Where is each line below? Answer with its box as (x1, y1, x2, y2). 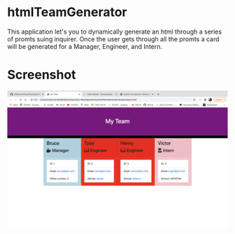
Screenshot (7, 67, 76, 83)
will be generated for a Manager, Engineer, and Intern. (7, 42, 163, 50)
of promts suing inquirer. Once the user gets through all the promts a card (7, 34, 220, 43)
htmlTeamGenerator (7, 4, 127, 20)
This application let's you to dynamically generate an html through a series (7, 27, 222, 36)
